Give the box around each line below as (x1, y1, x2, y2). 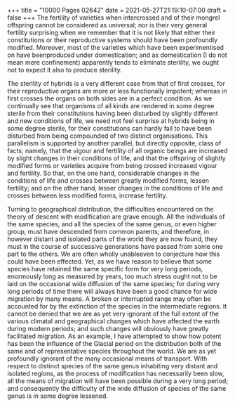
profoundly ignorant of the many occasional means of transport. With (7, 354, 208, 363)
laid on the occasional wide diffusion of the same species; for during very (7, 280, 220, 288)
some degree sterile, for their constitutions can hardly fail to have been (7, 124, 213, 132)
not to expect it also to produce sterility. (7, 66, 123, 74)
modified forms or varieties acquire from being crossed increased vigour (7, 162, 217, 169)
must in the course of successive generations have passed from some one (7, 243, 223, 250)
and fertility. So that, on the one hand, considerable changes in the (7, 169, 200, 177)
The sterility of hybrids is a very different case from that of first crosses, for (7, 79, 226, 87)
